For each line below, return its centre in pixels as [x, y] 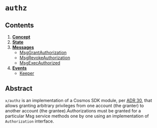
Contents [20, 25]
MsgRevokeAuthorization [45, 58]
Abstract [19, 89]
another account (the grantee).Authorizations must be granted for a [73, 110]
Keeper [27, 73]
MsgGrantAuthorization [43, 53]
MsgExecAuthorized [40, 63]
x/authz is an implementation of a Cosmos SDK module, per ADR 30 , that [79, 100]
